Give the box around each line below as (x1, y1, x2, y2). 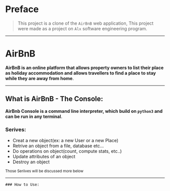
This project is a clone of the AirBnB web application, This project (17, 20, 154, 26)
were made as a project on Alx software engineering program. (17, 25, 148, 31)
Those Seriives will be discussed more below (5, 168, 83, 173)
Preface (5, 4, 39, 15)
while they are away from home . (5, 75, 74, 81)
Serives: (5, 126, 26, 133)
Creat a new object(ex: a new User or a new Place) (12, 137, 119, 143)
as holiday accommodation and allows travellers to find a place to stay (5, 70, 156, 76)
